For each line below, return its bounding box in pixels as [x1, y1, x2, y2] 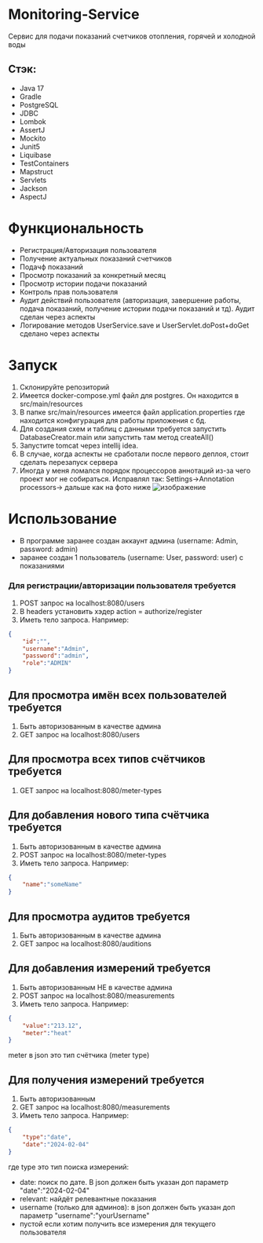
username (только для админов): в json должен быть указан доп [19, 1202, 236, 1212]
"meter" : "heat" [22, 1029, 72, 1037]
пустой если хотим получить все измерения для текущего [19, 1219, 216, 1228]
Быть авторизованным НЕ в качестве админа [19, 982, 173, 992]
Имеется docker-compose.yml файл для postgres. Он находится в [19, 390, 239, 400]
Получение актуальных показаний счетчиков [19, 254, 173, 263]
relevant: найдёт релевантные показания [19, 1194, 157, 1203]
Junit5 [19, 141, 41, 151]
